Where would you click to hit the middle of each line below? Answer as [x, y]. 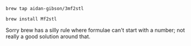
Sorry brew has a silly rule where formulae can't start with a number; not [95, 30]
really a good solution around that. [48, 36]
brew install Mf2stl [32, 19]
